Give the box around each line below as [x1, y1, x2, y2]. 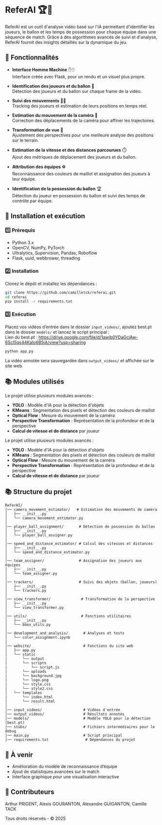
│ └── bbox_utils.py [5, 622, 51, 627]
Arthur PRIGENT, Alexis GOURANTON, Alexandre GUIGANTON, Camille [5, 801, 147, 806]
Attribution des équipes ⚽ [12, 164, 66, 169]
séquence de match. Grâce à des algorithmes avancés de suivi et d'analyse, [5, 34, 158, 40]
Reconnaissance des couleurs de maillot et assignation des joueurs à [12, 170, 150, 176]
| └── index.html [5, 695, 53, 700]
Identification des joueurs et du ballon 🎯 [12, 83, 95, 89]
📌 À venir [5, 750, 33, 759]
